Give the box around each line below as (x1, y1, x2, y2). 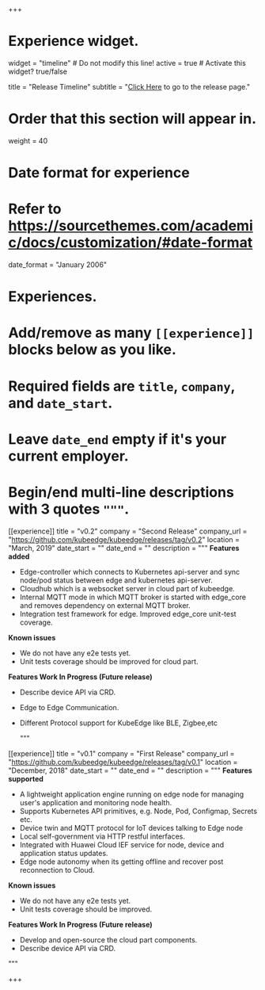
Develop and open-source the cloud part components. (19, 935, 198, 944)
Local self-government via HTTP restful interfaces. (19, 831, 186, 841)
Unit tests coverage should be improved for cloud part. (19, 656, 199, 666)
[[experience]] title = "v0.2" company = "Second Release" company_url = (8, 526, 248, 536)
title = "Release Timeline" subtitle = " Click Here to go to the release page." (8, 82, 251, 91)
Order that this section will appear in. (8, 110, 257, 128)
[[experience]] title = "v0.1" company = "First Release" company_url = (8, 748, 235, 758)
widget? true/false (8, 67, 67, 76)
